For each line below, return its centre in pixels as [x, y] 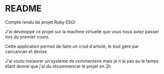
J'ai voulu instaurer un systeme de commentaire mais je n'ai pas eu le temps [82, 61]
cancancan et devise [26, 51]
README [23, 9]
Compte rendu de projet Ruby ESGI [40, 22]
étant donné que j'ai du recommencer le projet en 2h [58, 66]
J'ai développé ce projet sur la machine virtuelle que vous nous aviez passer [82, 31]
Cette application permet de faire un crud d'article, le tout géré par [72, 46]
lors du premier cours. [27, 37]
